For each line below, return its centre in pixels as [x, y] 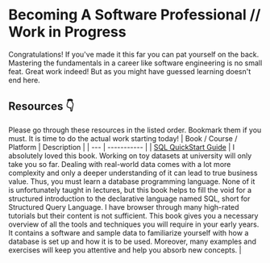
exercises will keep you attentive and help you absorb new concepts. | [125, 250]
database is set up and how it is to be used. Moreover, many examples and [132, 241]
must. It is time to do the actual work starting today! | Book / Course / [123, 138]
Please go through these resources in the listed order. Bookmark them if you [135, 130]
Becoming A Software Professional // [135, 15]
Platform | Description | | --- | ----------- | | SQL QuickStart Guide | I [122, 147]
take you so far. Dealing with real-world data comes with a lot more [120, 164]
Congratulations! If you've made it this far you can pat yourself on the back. [134, 54]
